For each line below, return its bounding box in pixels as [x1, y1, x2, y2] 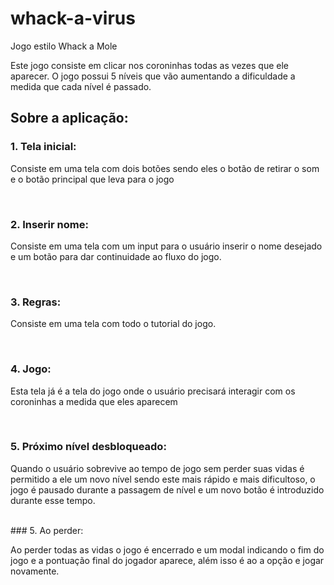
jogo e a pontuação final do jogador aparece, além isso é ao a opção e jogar [10, 554, 325, 566]
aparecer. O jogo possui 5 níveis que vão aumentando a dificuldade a [10, 70, 296, 82]
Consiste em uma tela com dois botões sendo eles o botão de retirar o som [10, 162, 320, 174]
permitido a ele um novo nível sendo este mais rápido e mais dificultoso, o [10, 473, 316, 485]
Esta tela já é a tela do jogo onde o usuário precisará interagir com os [10, 385, 296, 397]
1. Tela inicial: [10, 140, 77, 154]
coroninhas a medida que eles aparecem [10, 395, 178, 407]
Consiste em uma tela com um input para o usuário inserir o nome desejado [10, 240, 323, 252]
